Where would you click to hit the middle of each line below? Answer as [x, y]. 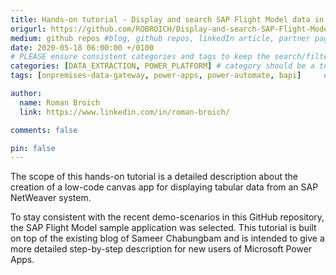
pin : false [33, 148]
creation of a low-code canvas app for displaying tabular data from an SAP [164, 187]
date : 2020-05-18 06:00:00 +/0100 [82, 47]
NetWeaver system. [51, 198]
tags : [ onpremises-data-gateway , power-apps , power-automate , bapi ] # [169, 76]
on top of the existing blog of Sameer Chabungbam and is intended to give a [167, 238]
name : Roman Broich [60, 102]
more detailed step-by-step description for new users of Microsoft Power [161, 249]
